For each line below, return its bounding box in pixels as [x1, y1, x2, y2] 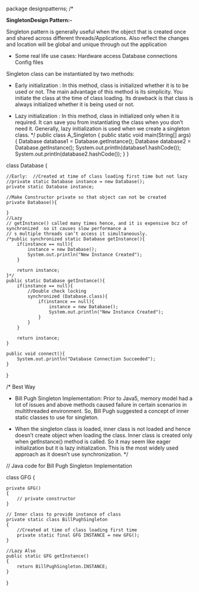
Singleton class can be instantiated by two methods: [6, 70, 135, 77]
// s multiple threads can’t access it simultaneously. [6, 231, 148, 237]
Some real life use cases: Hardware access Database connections [14, 52, 178, 59]
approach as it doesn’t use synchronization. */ [14, 451, 129, 458]
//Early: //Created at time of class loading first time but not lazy [6, 173, 188, 179]
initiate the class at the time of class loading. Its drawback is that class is [14, 95, 194, 101]
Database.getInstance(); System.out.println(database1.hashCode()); [14, 144, 181, 151]
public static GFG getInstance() [6, 553, 89, 559]
